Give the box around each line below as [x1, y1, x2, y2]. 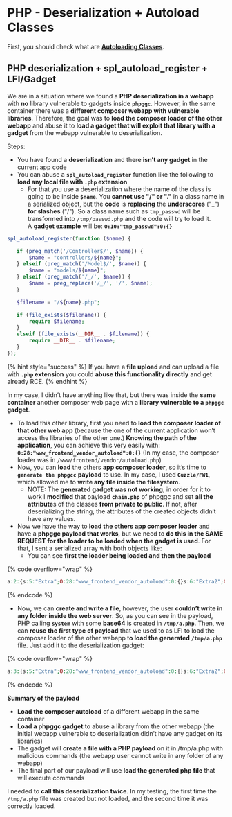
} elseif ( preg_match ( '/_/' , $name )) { [16, 274, 131, 281]
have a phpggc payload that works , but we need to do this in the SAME [17, 529, 223, 538]
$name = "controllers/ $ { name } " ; [28, 254, 122, 261]
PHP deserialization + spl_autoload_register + [7, 62, 209, 74]
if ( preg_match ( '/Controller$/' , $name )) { [16, 247, 144, 254]
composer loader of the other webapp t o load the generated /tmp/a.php [17, 633, 222, 642]
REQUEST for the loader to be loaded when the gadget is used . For [17, 536, 211, 545]
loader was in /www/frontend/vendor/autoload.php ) [17, 455, 162, 464]
